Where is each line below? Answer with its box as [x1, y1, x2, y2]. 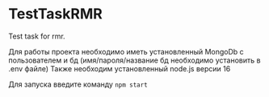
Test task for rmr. [8, 31, 66, 41]
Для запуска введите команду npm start [8, 79, 148, 89]
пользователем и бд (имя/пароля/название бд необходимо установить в [8, 55, 261, 65]
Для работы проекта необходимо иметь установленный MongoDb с [8, 46, 244, 56]
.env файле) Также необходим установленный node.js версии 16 [8, 63, 231, 73]
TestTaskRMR [8, 5, 103, 23]
